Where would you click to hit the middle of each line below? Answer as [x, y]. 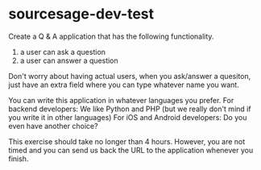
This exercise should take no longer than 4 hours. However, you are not [127, 141]
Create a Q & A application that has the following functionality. [111, 36]
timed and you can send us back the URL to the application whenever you [131, 150]
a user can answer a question [69, 60]
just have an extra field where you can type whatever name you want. [124, 85]
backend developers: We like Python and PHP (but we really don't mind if [130, 109]
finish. [19, 159]
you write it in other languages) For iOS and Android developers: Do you [128, 117]
